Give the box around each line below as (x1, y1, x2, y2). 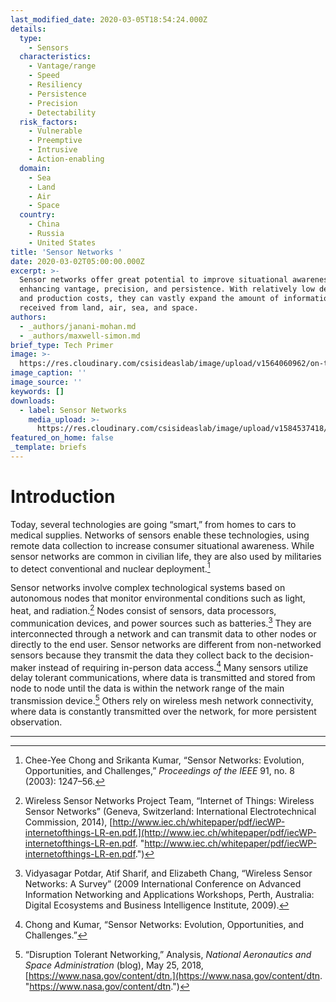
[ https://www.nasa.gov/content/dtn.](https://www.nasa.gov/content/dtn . (24, 970, 323, 982)
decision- (274, 649, 314, 661)
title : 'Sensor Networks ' (10, 247, 123, 257)
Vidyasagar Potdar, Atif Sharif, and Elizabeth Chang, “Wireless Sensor (24, 867, 313, 880)
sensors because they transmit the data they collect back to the (10, 649, 273, 661)
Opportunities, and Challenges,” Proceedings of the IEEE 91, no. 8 (24, 765, 295, 777)
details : (10, 24, 47, 34)
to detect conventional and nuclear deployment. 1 (10, 561, 211, 575)
